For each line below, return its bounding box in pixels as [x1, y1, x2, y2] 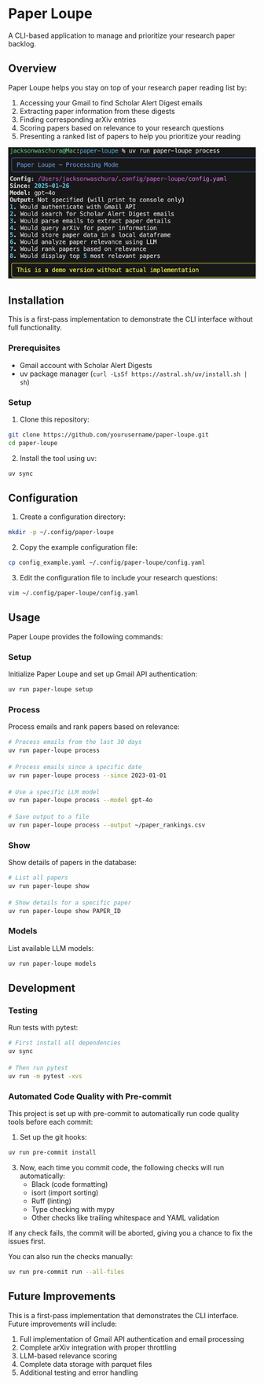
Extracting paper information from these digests [19, 106, 175, 116]
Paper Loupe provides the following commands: [8, 632, 163, 641]
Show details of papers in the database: [8, 858, 137, 867]
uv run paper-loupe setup [8, 686, 93, 694]
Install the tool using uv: [19, 453, 97, 462]
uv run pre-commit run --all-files [8, 1268, 125, 1276]
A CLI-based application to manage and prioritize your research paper [8, 31, 236, 40]
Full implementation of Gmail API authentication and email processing [19, 1334, 245, 1343]
